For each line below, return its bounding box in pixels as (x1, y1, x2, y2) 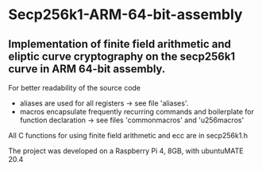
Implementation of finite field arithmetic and (8, 37, 232, 51)
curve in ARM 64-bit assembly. (8, 62, 166, 75)
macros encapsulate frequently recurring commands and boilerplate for (19, 107, 255, 116)
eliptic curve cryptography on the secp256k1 (8, 49, 236, 63)
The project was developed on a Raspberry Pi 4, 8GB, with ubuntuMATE (8, 146, 244, 156)
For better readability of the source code (8, 83, 141, 92)
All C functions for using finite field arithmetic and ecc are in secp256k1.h (8, 131, 249, 140)
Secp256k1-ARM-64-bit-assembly (8, 6, 243, 24)
